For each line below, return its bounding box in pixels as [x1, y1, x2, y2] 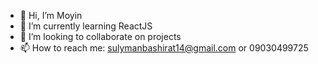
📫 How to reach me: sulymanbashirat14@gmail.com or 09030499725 [19, 42, 309, 54]
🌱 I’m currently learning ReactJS [19, 20, 153, 32]
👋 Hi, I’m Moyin [19, 10, 83, 21]
